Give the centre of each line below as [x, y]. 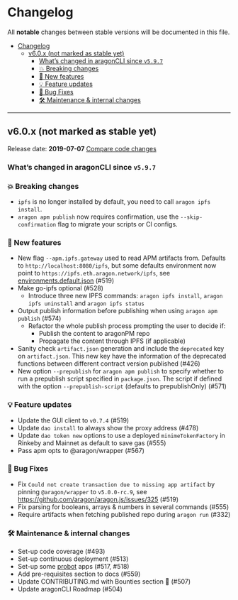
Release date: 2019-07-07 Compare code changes [82, 148]
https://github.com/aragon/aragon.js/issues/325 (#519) [98, 499]
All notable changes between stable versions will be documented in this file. [119, 32]
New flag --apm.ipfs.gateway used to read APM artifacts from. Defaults [121, 258]
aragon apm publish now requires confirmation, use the [98, 217]
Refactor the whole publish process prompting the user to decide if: [127, 326]
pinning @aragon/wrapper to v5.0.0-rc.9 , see [82, 491]
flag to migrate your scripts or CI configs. [118, 224]
